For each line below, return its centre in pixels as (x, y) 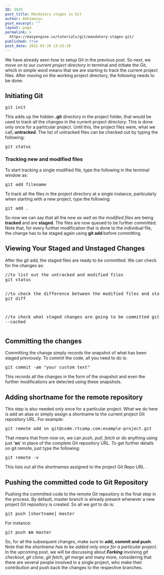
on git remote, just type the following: (43, 448)
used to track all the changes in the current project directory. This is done (79, 122)
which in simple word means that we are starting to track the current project (81, 70)
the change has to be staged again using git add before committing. (73, 233)
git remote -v (22, 458)
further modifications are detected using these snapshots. (63, 382)
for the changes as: (25, 265)
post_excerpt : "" (23, 23)
